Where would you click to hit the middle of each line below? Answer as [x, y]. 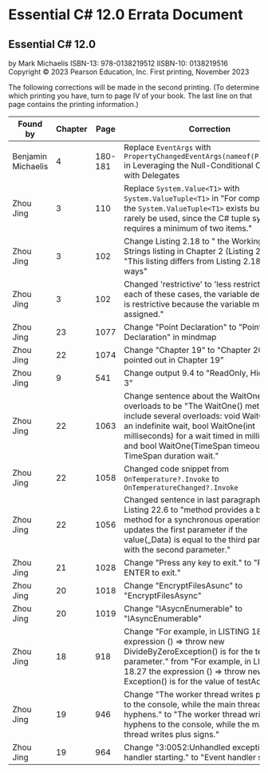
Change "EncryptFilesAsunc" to [183, 586]
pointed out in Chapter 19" [174, 360]
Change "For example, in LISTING [186, 631]
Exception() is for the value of [179, 682]
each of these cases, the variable [186, 294]
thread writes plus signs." [171, 734]
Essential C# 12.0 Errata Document [126, 15]
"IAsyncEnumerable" [162, 618]
